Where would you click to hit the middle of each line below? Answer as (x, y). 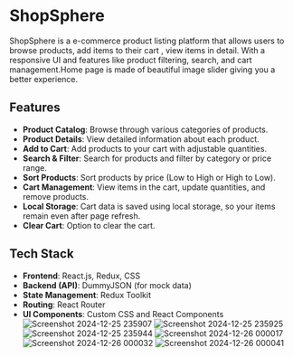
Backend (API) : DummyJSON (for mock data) (107, 285)
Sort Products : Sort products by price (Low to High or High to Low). (149, 177)
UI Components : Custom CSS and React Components (123, 314)
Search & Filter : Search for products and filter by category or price (147, 158)
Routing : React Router (64, 305)
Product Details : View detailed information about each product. (141, 139)
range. (34, 167)
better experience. (44, 79)
